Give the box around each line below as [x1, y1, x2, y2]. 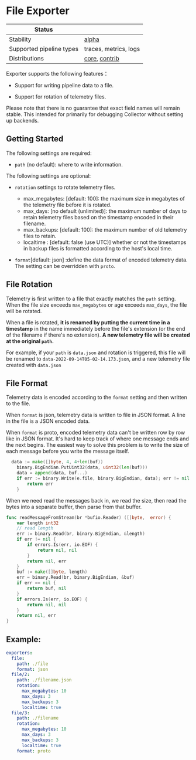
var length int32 [16, 520, 59, 526]
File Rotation [6, 280, 53, 290]
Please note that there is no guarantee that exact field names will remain [6, 104, 180, 111]
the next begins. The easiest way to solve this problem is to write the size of [6, 442, 190, 449]
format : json [16, 666, 49, 672]
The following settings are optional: [6, 172, 91, 179]
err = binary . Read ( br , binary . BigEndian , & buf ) [16, 575, 135, 581]
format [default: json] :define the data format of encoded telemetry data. [14, 256, 188, 263]
